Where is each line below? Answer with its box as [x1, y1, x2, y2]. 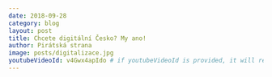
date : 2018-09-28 [8, 11, 67, 20]
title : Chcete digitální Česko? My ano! [8, 34, 147, 43]
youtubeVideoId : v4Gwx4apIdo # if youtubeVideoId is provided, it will [8, 57, 255, 65]
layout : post [8, 26, 53, 34]
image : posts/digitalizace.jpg [8, 49, 114, 57]
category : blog [8, 19, 60, 27]
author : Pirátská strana [8, 42, 92, 50]
